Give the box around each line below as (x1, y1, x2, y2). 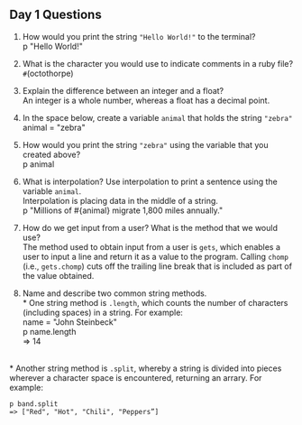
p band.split (9, 399, 59, 409)
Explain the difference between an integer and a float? (22, 85, 224, 96)
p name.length (22, 326, 77, 337)
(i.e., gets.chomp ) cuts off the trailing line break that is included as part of (22, 261, 293, 272)
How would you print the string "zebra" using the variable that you (22, 139, 269, 150)
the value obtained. (22, 270, 95, 281)
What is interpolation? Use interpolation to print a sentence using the (22, 176, 278, 187)
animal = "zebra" (22, 122, 86, 133)
